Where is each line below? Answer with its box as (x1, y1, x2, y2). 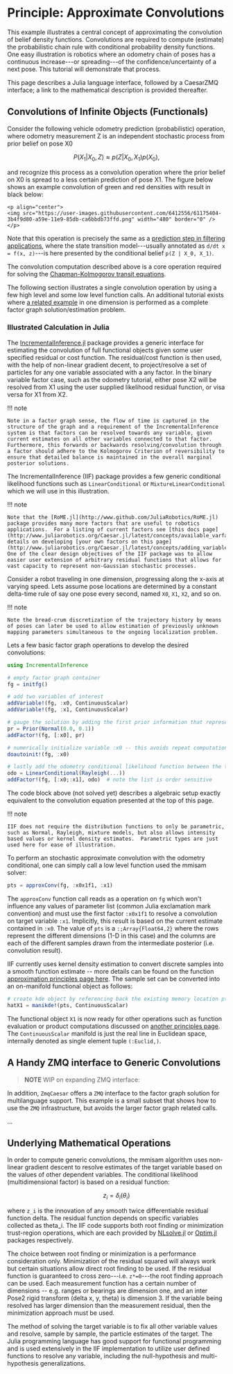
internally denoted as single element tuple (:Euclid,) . (7, 1036, 162, 1045)
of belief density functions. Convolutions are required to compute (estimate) (7, 35, 224, 43)
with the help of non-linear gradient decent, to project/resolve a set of (7, 361, 207, 369)
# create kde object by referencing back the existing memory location (7, 995, 218, 1002)
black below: (7, 190, 44, 198)
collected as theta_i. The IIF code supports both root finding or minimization (7, 1222, 224, 1230)
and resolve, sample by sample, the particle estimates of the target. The (7, 1329, 213, 1338)
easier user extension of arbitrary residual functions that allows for (7, 556, 222, 563)
